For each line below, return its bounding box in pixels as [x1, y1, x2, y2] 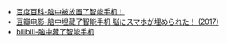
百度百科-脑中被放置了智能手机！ [15, 7, 125, 16]
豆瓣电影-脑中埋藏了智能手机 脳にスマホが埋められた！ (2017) [15, 17, 219, 26]
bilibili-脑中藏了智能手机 [15, 27, 94, 36]
